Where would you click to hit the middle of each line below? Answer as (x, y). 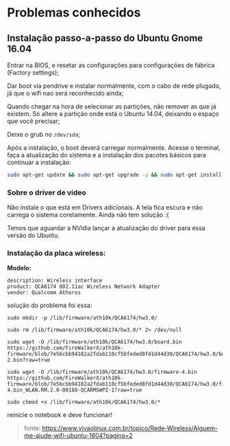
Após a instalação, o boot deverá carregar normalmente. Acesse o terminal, (114, 148)
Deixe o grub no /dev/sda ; (44, 134)
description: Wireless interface (55, 281)
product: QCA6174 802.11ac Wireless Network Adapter (84, 287)
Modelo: (19, 268)
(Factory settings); (33, 73)
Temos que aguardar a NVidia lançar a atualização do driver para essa (106, 228)
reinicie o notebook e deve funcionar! (60, 415)
